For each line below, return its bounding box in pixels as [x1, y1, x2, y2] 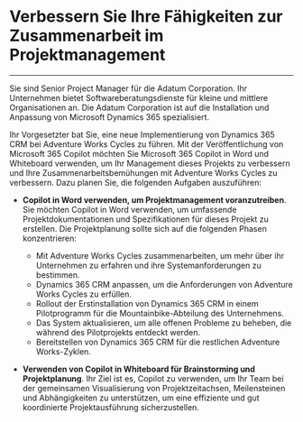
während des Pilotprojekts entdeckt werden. [35, 326, 201, 337]
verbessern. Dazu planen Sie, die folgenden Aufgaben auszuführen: [9, 177, 262, 188]
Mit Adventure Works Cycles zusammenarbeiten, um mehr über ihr [35, 250, 285, 261]
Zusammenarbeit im [9, 25, 164, 46]
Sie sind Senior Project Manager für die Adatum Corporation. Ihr [9, 83, 248, 94]
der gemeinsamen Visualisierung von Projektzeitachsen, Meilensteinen [22, 382, 286, 393]
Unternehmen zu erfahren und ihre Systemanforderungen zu [35, 260, 262, 271]
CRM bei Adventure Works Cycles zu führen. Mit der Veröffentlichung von [9, 138, 284, 150]
